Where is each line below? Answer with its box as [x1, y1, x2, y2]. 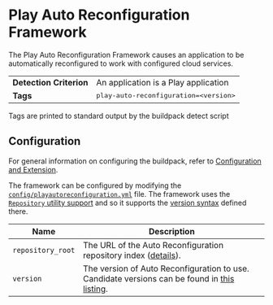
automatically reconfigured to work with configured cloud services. [8, 59, 234, 68]
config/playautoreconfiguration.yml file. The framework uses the [8, 189, 231, 198]
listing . [82, 283, 108, 294]
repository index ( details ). [82, 250, 181, 261]
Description [149, 225, 195, 237]
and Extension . [8, 164, 58, 174]
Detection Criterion [12, 76, 89, 88]
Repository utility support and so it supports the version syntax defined [8, 198, 247, 207]
